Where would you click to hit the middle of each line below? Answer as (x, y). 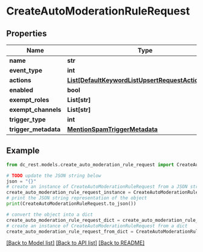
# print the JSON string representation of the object (77, 198)
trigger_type (28, 119)
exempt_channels (35, 110)
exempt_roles (29, 100)
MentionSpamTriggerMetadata (113, 129)
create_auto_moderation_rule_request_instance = (69, 192)
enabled (21, 90)
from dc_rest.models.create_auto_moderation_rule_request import (90, 164)
